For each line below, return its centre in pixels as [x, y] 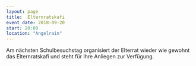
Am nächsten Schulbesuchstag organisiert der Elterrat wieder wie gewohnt [98, 50]
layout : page [22, 11]
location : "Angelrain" [34, 34]
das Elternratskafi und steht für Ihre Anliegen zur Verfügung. [80, 57]
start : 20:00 [22, 28]
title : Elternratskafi [36, 17]
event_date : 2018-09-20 [36, 22]
